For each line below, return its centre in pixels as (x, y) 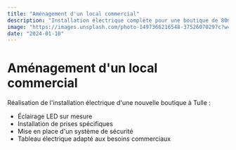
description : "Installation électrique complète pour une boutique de (113, 20)
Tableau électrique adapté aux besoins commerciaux (94, 139)
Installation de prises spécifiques (65, 124)
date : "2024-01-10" (36, 33)
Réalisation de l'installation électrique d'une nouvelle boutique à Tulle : (109, 103)
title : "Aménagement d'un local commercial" (73, 14)
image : (17, 27)
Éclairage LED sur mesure (55, 116)
